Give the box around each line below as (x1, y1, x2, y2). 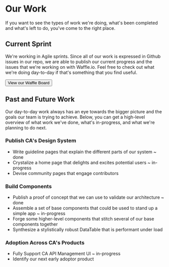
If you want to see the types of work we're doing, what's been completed (5, 20, 158, 26)
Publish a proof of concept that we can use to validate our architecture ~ (12, 194, 164, 200)
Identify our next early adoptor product (12, 256, 94, 262)
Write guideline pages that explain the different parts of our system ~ (12, 149, 157, 155)
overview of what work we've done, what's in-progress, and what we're (5, 119, 155, 125)
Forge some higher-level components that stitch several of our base (12, 216, 154, 222)
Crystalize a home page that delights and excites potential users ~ (12, 159, 151, 165)
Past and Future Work (5, 95, 75, 104)
